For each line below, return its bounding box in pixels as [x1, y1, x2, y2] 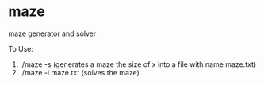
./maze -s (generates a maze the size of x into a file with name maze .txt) [19, 59, 257, 69]
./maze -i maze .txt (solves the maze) [19, 68, 140, 77]
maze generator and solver [8, 29, 97, 38]
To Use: [8, 44, 34, 53]
